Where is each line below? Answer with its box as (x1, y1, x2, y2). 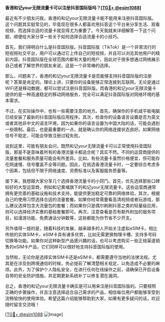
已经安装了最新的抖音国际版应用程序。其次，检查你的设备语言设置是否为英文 (5, 114, 160, 120)
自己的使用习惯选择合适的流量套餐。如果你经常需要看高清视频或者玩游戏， (5, 197, 156, 202)
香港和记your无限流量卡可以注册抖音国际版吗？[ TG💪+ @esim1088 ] (5, 5, 141, 10)
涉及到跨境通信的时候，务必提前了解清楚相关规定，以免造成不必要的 (18, 261, 156, 266)
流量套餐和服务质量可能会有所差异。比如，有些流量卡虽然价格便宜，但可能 (5, 155, 156, 161)
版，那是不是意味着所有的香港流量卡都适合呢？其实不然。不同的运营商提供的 (5, 149, 160, 155)
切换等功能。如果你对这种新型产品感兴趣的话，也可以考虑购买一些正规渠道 (5, 238, 156, 243)
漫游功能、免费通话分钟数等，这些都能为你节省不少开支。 (18, 215, 134, 221)
